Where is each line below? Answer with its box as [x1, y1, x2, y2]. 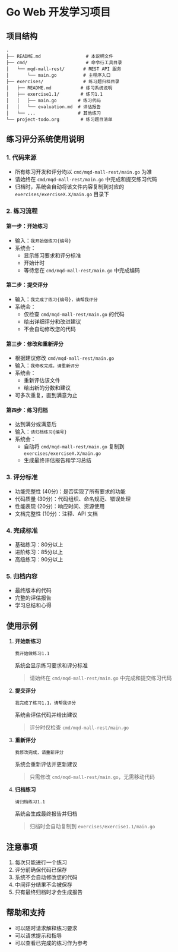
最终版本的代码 [14, 587, 52, 594]
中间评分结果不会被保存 [14, 881, 72, 888]
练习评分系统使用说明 [6, 134, 84, 144]
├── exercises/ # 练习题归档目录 [6, 78, 120, 84]
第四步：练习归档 [6, 406, 48, 413]
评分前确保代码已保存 [14, 866, 67, 873]
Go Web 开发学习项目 [6, 5, 111, 19]
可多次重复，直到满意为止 [14, 392, 78, 399]
